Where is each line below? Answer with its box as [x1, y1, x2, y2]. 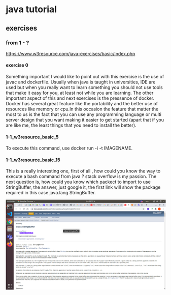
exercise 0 [6, 62, 28, 68]
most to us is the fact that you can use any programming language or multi [6, 111, 162, 117]
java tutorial [6, 4, 57, 15]
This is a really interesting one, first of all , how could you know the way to [6, 168, 161, 174]
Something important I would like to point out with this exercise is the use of [6, 74, 164, 80]
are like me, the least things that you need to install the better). [6, 122, 136, 128]
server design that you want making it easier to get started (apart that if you [6, 117, 164, 123]
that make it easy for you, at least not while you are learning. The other [6, 90, 154, 96]
